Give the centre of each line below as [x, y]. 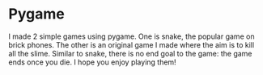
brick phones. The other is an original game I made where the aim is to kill [131, 44]
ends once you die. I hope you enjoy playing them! [92, 62]
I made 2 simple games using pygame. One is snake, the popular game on [131, 36]
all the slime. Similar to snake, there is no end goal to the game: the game [130, 53]
